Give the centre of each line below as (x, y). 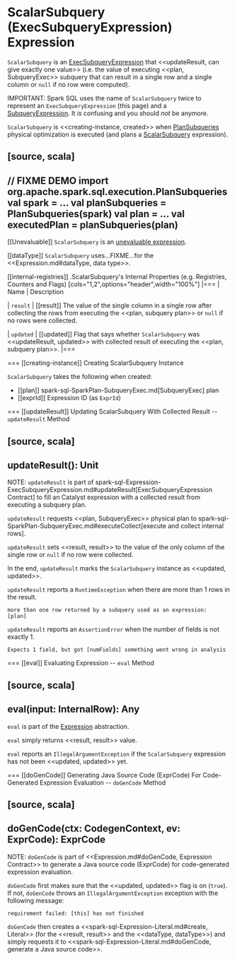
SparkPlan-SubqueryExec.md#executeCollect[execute (87, 526)
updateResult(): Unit (53, 465)
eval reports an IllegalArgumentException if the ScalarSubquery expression (117, 754)
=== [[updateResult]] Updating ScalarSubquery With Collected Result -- (112, 411)
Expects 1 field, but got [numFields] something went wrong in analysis (117, 650)
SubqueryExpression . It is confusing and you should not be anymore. (108, 113)
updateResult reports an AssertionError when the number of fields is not (113, 629)
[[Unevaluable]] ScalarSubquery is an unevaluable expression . (97, 242)
